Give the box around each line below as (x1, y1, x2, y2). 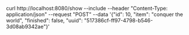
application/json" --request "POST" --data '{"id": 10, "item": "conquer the (6, 11, 183, 18)
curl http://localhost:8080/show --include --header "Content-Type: (6, 5, 168, 11)
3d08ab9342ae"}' (6, 23, 50, 30)
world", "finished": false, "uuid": (6, 17, 83, 24)
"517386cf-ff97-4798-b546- (84, 17, 153, 24)
